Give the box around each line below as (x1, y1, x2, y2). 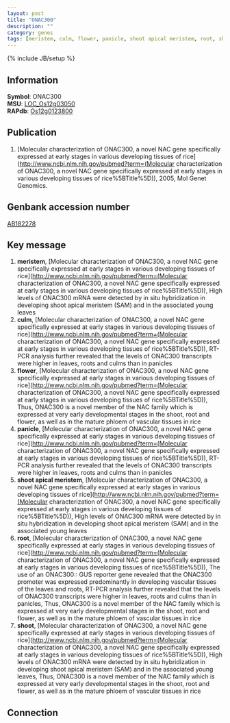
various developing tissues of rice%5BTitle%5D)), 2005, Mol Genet (16, 174, 207, 182)
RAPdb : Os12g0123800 (7, 107, 73, 115)
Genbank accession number (7, 201, 130, 213)
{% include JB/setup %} (7, 54, 75, 62)
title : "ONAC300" (7, 16, 57, 23)
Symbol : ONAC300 (7, 92, 62, 100)
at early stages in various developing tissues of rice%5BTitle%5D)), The (16, 563, 220, 572)
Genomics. (16, 181, 48, 189)
